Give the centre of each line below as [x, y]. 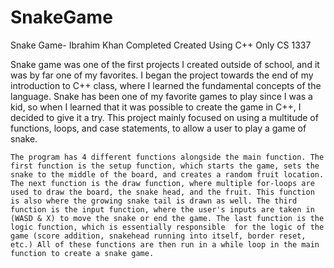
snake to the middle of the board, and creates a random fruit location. [167, 174]
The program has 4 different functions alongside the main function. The [167, 157]
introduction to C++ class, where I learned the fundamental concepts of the [166, 85]
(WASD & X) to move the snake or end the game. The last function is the [167, 218]
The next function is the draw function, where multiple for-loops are [162, 183]
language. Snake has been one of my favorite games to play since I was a [161, 96]
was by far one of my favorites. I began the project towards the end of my [162, 75]
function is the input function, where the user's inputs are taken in [162, 209]
